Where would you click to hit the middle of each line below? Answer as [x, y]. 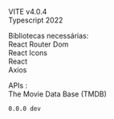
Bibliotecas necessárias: [49, 36]
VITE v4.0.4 [28, 12]
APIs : [18, 85]
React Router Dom [39, 44]
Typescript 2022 [36, 20]
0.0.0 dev [25, 109]
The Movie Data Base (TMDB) [57, 94]
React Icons [28, 53]
